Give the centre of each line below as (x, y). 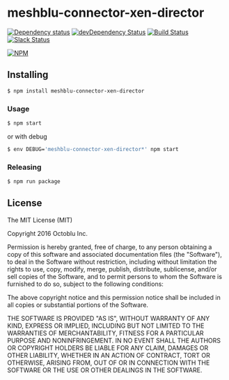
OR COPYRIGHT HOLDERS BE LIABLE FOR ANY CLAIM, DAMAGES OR (108, 348)
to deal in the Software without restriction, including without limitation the (112, 262)
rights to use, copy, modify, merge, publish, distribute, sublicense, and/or (112, 269)
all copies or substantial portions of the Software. (78, 305)
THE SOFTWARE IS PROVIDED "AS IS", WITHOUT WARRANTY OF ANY (109, 318)
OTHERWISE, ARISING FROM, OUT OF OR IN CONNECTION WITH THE (109, 363)
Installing (28, 75)
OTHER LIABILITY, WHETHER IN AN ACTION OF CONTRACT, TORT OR (109, 355)
